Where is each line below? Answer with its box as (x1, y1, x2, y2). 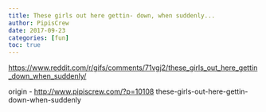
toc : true (8, 41, 41, 49)
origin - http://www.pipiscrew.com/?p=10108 (8, 87, 155, 96)
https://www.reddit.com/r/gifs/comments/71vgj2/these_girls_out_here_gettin (8, 63, 258, 72)
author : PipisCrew (8, 19, 69, 27)
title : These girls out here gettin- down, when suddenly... (8, 11, 216, 20)
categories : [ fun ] (8, 33, 69, 42)
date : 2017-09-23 (8, 26, 66, 34)
